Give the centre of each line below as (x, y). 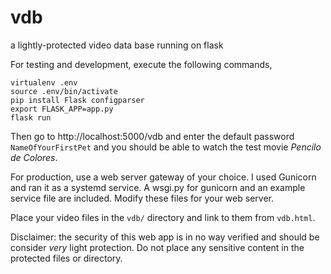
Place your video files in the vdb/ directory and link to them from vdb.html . (163, 217)
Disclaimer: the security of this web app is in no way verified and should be (165, 237)
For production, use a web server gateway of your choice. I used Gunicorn (163, 177)
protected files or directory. (66, 258)
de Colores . (34, 157)
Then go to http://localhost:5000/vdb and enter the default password (152, 136)
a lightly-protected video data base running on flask (117, 45)
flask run (31, 117)
